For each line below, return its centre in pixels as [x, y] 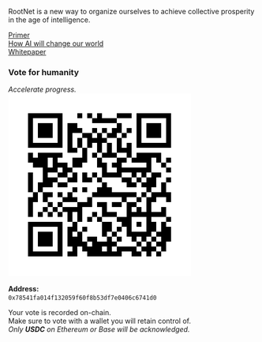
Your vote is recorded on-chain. [60, 313]
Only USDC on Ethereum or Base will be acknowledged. [99, 329]
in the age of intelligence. [49, 20]
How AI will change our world [56, 43]
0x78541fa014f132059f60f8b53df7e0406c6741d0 [82, 298]
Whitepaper [27, 52]
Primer [19, 35]
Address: [24, 289]
